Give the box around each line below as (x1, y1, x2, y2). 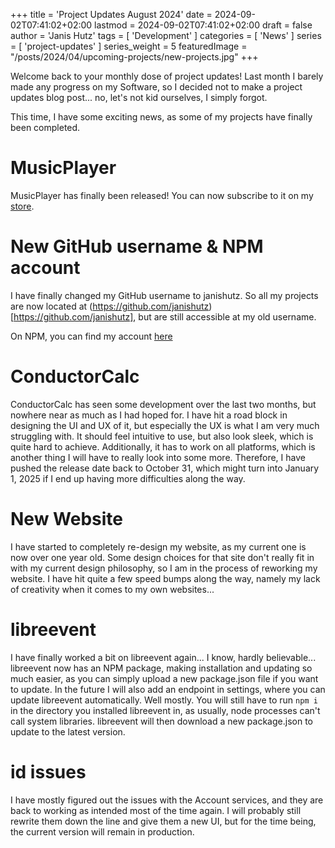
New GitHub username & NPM (10, 235, 264, 258)
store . (10, 200, 35, 212)
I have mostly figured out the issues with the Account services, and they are (10, 794, 324, 806)
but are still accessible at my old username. (138, 310, 317, 323)
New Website (10, 508, 123, 530)
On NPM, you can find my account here (10, 330, 173, 342)
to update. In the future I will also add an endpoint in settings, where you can (10, 683, 326, 695)
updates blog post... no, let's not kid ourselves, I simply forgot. (10, 92, 268, 103)
